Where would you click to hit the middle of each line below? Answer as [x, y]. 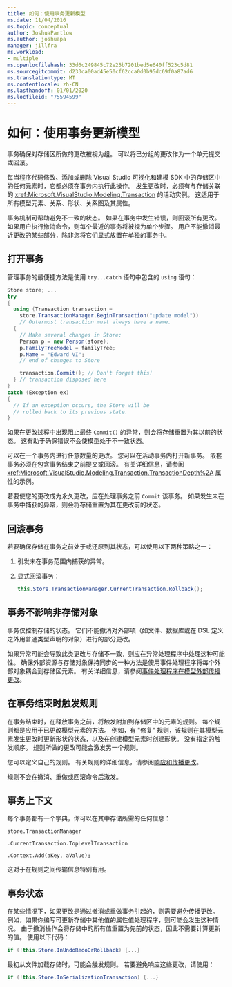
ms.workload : [26, 53]
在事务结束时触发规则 [52, 703]
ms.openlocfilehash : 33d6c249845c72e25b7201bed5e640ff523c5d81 [100, 65]
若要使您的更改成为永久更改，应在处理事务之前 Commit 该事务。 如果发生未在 [116, 496]
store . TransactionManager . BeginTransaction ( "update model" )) [109, 316]
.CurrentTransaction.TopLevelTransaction [68, 844]
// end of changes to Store [60, 361]
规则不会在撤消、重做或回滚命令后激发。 [65, 777]
